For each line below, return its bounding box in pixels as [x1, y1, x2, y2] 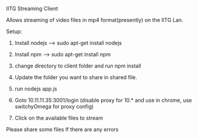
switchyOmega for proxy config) [14, 103, 94, 110]
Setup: [6, 28, 22, 35]
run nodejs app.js [14, 85, 57, 92]
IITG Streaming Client [6, 5, 58, 12]
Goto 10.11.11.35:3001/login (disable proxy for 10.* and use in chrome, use [14, 97, 192, 104]
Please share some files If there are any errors [6, 126, 119, 132]
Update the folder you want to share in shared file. [14, 74, 137, 80]
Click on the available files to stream [14, 115, 103, 121]
